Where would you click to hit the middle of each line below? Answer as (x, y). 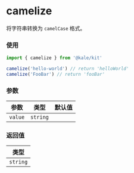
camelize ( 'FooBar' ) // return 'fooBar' (56, 74)
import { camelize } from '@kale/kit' (54, 58)
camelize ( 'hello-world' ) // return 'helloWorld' (68, 69)
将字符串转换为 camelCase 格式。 (46, 28)
